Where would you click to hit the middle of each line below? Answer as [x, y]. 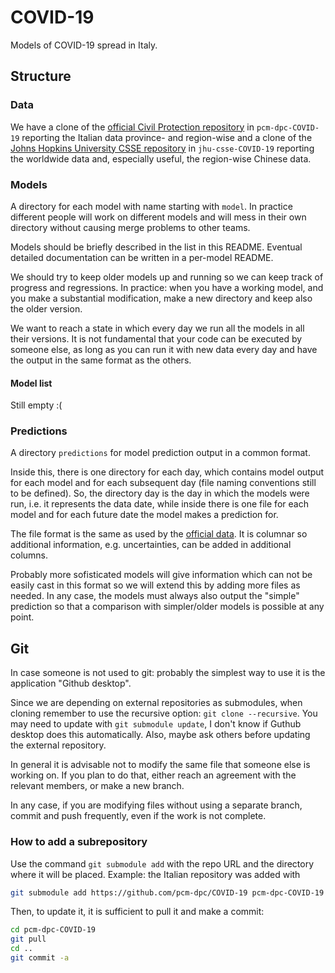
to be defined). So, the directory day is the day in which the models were [160, 493]
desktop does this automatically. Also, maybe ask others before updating [160, 735]
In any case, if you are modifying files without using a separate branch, [156, 805]
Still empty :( [36, 405]
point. [22, 617]
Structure [41, 76]
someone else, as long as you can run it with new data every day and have [164, 349]
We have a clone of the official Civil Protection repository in [132, 127]
